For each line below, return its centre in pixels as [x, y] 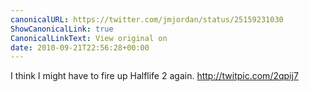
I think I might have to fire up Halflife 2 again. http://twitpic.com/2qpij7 [154, 76]
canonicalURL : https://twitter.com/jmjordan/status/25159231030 [147, 19]
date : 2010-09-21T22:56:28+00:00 [80, 47]
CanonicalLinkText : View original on [89, 38]
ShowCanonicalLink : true [62, 29]
